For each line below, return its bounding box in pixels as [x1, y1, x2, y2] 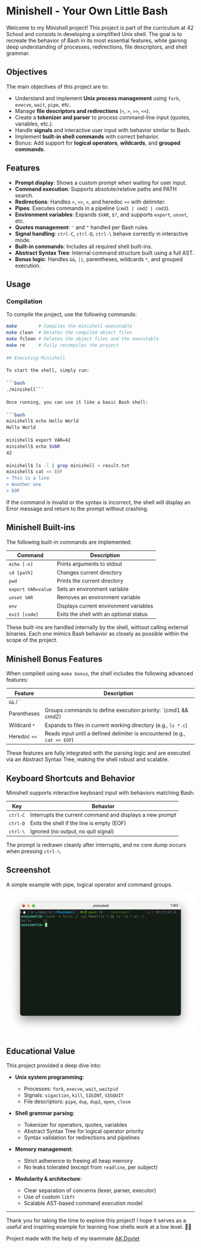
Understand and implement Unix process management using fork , [14, 94, 181, 101]
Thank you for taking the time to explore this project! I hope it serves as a [6, 1217, 187, 1224]
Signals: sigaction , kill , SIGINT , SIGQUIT [23, 1091, 124, 1099]
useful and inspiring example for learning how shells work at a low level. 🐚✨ [6, 1223, 192, 1230]
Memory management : [14, 1145, 74, 1153]
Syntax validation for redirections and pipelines [23, 1133, 140, 1141]
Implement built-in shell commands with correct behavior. [14, 133, 160, 140]
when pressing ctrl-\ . [6, 848, 62, 855]
